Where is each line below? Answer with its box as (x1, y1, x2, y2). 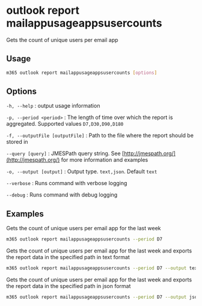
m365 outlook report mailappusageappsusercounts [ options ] (6, 70, 158, 76)
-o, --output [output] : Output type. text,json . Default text (6, 168, 158, 175)
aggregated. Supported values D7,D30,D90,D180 (6, 120, 124, 127)
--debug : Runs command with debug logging (6, 191, 118, 198)
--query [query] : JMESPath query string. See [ (6, 150, 124, 157)
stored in (6, 138, 28, 145)
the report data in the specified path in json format (6, 283, 131, 289)
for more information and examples (61, 156, 148, 164)
